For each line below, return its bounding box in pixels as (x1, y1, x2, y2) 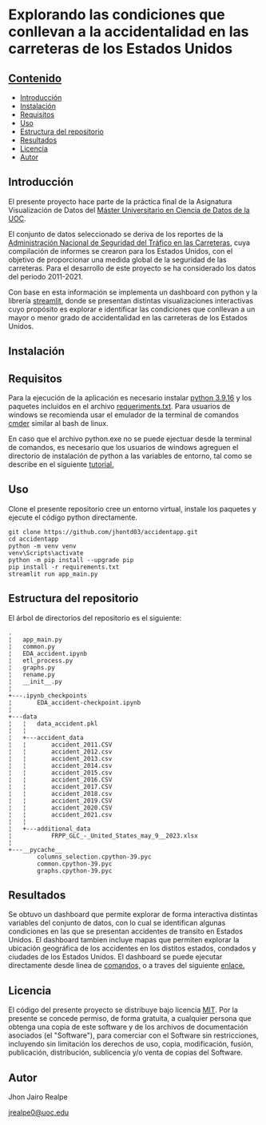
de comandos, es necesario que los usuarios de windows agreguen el (8, 443, 239, 452)
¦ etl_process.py (8, 657, 73, 665)
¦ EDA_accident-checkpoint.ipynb (8, 698, 141, 706)
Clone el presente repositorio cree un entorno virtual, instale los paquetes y (8, 504, 257, 513)
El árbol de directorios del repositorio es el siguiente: (8, 613, 182, 622)
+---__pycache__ (8, 846, 62, 854)
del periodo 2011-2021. (8, 271, 84, 281)
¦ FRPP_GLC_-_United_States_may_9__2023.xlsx (8, 831, 198, 840)
